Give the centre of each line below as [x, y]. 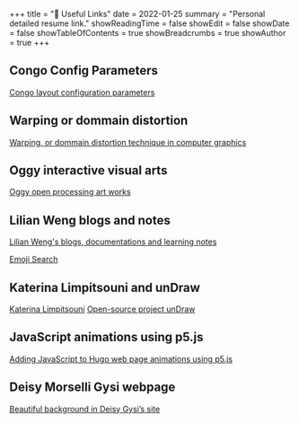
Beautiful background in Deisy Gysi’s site [85, 409]
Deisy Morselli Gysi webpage [92, 388]
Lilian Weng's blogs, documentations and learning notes [113, 242]
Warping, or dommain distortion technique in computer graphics [128, 142]
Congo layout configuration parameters [82, 92]
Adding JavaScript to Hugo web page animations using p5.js [121, 358]
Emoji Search [34, 260]
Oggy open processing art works [70, 192]
